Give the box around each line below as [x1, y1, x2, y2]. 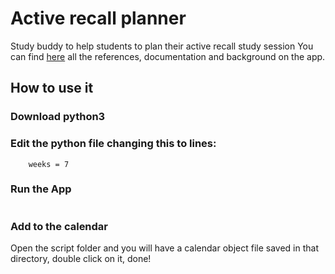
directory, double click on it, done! [10, 253, 152, 265]
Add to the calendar [10, 219, 109, 233]
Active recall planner [10, 7, 187, 30]
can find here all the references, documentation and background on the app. [10, 50, 326, 62]
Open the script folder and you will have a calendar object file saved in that [10, 242, 319, 254]
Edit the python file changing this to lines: [10, 137, 217, 151]
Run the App [10, 182, 72, 196]
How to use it [10, 80, 94, 97]
